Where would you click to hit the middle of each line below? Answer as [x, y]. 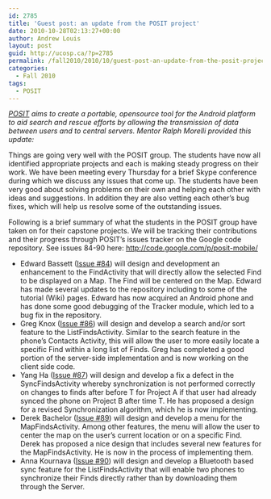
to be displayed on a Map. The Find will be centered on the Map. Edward [141, 281]
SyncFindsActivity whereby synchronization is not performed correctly [138, 384]
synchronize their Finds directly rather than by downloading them [129, 478]
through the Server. [52, 487]
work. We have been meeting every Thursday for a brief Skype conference [133, 172]
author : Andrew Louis [45, 38]
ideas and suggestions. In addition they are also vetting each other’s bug [129, 198]
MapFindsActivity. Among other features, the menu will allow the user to [140, 427]
